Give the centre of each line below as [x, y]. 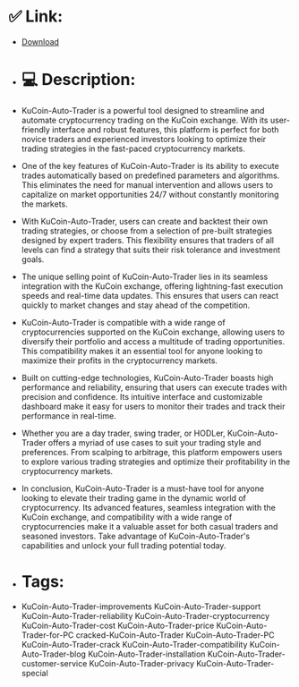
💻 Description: [78, 80]
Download [40, 41]
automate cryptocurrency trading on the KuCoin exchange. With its [145, 120]
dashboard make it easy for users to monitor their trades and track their [153, 406]
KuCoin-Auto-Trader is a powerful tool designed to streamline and [143, 110]
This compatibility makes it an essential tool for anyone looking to [142, 351]
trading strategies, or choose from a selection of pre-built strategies [147, 231]
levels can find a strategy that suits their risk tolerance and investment [151, 250]
